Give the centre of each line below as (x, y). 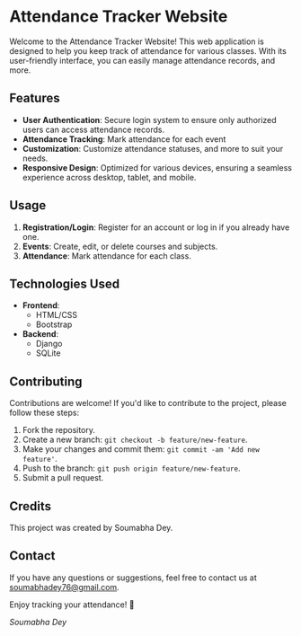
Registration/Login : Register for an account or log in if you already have (156, 227)
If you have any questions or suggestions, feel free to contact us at (133, 578)
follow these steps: (44, 413)
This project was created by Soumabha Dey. (91, 528)
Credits (31, 506)
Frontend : (41, 305)
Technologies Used (64, 283)
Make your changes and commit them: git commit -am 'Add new (141, 449)
